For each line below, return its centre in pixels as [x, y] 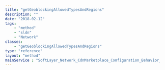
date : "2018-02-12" [25, 19]
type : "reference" [24, 51]
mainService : [20, 60]
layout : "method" [23, 55]
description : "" [22, 14]
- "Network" [26, 37]
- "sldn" [23, 33]
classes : [14, 42]
